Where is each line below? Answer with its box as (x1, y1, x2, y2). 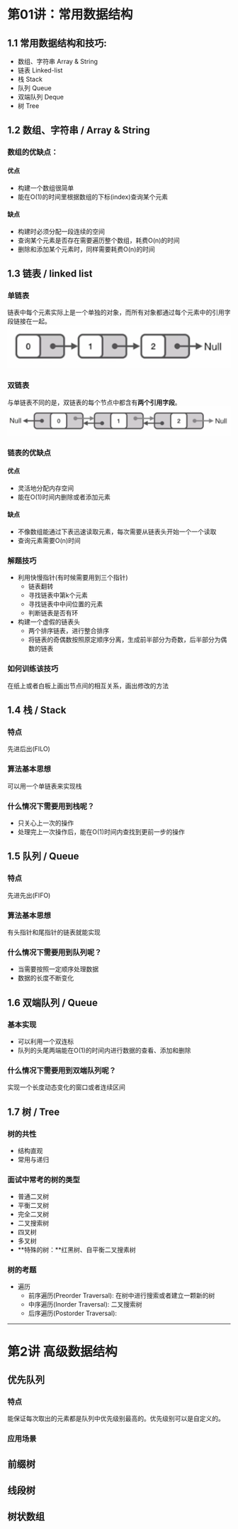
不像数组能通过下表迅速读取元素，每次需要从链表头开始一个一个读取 (17, 527, 217, 536)
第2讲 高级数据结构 (7, 1344, 118, 1359)
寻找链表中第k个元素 (28, 591, 89, 600)
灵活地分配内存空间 (17, 484, 74, 492)
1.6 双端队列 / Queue (7, 996, 98, 1009)
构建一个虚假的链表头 (17, 617, 80, 626)
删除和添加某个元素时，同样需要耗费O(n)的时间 (17, 244, 155, 253)
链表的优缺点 (7, 448, 52, 458)
